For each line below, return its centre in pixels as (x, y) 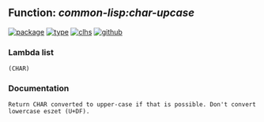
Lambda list (31, 52)
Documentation (39, 88)
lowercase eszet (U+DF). (49, 112)
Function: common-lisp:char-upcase (102, 13)
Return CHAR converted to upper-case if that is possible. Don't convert (132, 105)
